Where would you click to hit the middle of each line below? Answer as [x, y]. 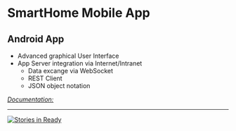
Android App [36, 39]
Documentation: [31, 99]
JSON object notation [59, 86]
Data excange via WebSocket [71, 71]
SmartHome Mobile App [79, 13]
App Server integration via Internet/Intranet [80, 63]
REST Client [45, 78]
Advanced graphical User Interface [68, 56]
